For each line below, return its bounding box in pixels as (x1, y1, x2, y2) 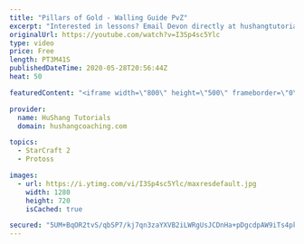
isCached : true (25, 204, 83, 213)
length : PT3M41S (9, 55, 71, 64)
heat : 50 (9, 72, 43, 81)
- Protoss (17, 155, 54, 164)
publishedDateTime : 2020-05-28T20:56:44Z (9, 64, 168, 73)
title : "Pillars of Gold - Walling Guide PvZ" (9, 13, 188, 23)
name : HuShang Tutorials (17, 113, 111, 122)
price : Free (9, 47, 54, 56)
